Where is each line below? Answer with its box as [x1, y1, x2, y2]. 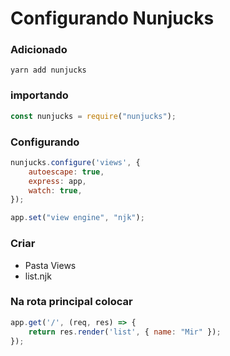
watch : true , [28, 185, 83, 196]
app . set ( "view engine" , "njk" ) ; [10, 213, 145, 223]
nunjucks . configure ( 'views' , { [10, 157, 141, 167]
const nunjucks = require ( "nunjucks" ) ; [10, 111, 177, 121]
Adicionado [10, 43, 68, 57]
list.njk [24, 270, 52, 282]
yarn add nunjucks [10, 65, 87, 76]
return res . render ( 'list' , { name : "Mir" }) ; [28, 327, 222, 337]
